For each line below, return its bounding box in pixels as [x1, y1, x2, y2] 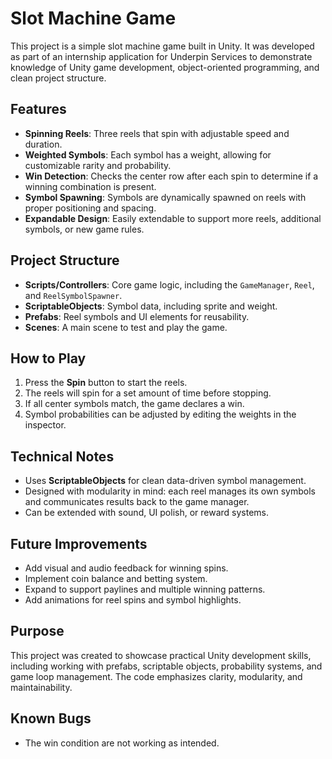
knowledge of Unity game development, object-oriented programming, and [10, 61, 320, 73]
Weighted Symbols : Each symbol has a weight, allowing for [24, 148, 272, 161]
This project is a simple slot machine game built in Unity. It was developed [10, 40, 315, 52]
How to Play [10, 350, 87, 367]
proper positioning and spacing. [24, 202, 157, 214]
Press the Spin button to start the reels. [24, 377, 188, 389]
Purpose [10, 623, 65, 640]
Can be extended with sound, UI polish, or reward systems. [24, 507, 270, 519]
